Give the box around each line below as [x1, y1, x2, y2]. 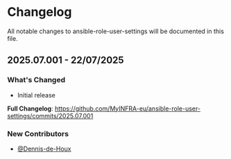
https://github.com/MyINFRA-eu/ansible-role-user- [54, 104, 201, 113]
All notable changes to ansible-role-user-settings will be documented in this [7, 27, 224, 35]
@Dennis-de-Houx [17, 144, 71, 153]
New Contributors [7, 129, 69, 138]
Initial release [17, 91, 55, 99]
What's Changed [7, 75, 66, 85]
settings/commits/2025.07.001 [7, 111, 94, 120]
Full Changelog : [7, 104, 53, 113]
